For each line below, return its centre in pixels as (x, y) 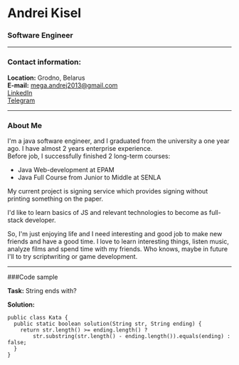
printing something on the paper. (55, 199)
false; (17, 343)
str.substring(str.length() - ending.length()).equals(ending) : (132, 337)
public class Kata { (38, 318)
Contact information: (44, 62)
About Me (25, 125)
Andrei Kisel (44, 13)
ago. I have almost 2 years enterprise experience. (80, 149)
